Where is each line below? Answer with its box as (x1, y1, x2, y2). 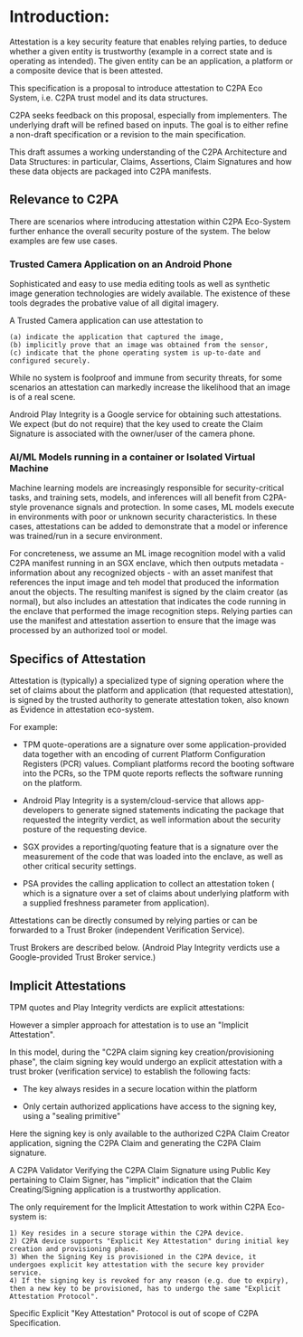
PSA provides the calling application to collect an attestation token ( (22, 878, 275, 889)
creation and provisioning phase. (9, 1244, 140, 1254)
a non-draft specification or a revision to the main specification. (9, 128, 246, 139)
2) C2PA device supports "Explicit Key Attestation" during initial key (9, 1237, 289, 1246)
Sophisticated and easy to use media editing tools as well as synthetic (9, 279, 270, 289)
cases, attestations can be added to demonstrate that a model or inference (9, 521, 289, 532)
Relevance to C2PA (9, 192, 119, 207)
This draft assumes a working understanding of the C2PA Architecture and (9, 147, 288, 157)
